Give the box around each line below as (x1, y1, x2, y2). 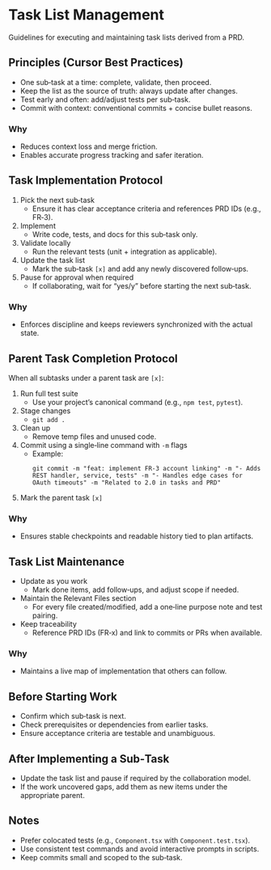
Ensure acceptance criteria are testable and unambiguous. (19, 729, 216, 738)
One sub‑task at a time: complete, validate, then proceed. (19, 77, 212, 87)
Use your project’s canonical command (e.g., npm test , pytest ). (32, 397, 243, 407)
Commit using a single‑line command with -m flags (19, 440, 188, 450)
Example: (32, 449, 63, 458)
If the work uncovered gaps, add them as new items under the (19, 782, 228, 792)
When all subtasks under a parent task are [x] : (8, 373, 164, 382)
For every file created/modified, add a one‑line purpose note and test (32, 602, 263, 612)
